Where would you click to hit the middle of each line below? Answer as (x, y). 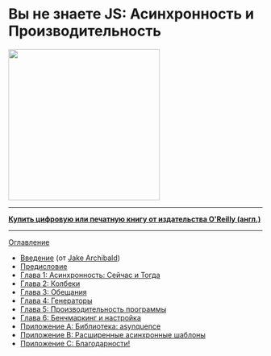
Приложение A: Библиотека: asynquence (90, 326)
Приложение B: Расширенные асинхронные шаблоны (113, 334)
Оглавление (29, 242)
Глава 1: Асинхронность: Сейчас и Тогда (90, 275)
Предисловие (44, 266)
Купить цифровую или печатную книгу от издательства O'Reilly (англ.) (135, 219)
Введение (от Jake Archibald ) (70, 258)
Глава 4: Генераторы (56, 300)
